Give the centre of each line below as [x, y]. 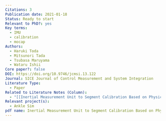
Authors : [14, 46]
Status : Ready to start [30, 19]
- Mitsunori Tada [27, 56]
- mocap [18, 42]
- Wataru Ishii [25, 65]
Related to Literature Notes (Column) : [46, 92]
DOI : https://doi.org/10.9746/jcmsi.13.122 [51, 74]
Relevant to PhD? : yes [28, 23]
